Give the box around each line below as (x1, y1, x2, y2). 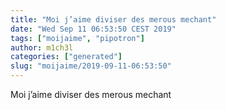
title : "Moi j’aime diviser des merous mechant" (10, 14, 217, 25)
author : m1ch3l (10, 42, 74, 53)
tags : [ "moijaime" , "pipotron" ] (10, 33, 145, 43)
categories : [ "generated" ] (10, 52, 123, 62)
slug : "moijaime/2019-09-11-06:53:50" (10, 61, 172, 71)
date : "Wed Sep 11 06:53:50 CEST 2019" (10, 24, 177, 34)
